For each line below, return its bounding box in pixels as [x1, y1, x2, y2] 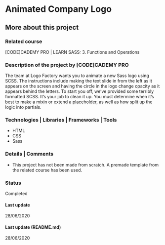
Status [5, 179, 21, 186]
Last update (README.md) [5, 224, 61, 230]
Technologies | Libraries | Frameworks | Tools [5, 117, 117, 123]
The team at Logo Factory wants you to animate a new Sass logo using [5, 73, 149, 79]
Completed [5, 191, 28, 197]
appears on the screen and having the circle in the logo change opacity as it [5, 83, 160, 89]
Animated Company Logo [5, 3, 112, 15]
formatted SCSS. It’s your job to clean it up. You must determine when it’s [5, 94, 154, 100]
